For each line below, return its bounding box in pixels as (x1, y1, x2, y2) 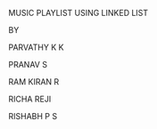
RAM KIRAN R (8, 77, 60, 87)
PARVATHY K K (8, 42, 64, 52)
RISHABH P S (8, 111, 58, 121)
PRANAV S (8, 60, 48, 69)
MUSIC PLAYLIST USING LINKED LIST (8, 8, 149, 18)
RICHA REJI (8, 93, 52, 104)
